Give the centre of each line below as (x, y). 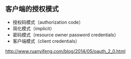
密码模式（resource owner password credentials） (65, 35)
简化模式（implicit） (34, 28)
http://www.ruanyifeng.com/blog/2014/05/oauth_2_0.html (65, 51)
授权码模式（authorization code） (48, 22)
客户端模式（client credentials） (46, 41)
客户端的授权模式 (32, 9)
